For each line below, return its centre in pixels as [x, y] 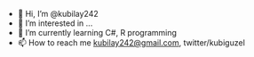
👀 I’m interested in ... [55, 23]
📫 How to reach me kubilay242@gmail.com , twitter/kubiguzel [131, 43]
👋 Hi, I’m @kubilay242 [58, 14]
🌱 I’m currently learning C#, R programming [97, 33]
